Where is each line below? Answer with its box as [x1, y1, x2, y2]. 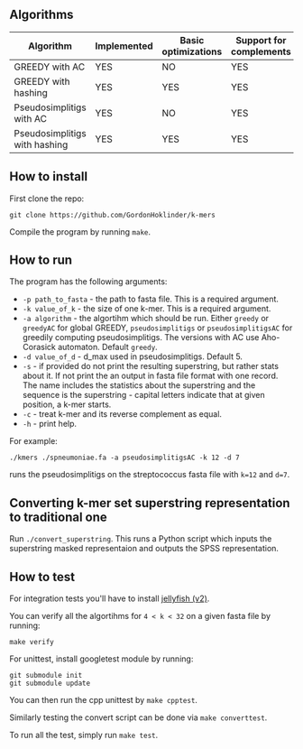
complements [230, 45, 291, 58]
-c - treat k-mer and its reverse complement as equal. [22, 409, 223, 420]
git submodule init [9, 671, 83, 680]
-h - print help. [22, 419, 78, 430]
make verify [9, 638, 54, 647]
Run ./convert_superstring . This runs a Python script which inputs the [9, 533, 272, 544]
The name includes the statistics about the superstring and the [22, 380, 256, 391]
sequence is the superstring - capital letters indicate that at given [22, 390, 265, 401]
